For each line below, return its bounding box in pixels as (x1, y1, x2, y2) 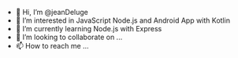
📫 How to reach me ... (15, 42, 89, 50)
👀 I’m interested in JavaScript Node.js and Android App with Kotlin (15, 16, 231, 25)
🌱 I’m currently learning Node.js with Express (15, 24, 162, 33)
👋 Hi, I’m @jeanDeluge (15, 8, 89, 16)
